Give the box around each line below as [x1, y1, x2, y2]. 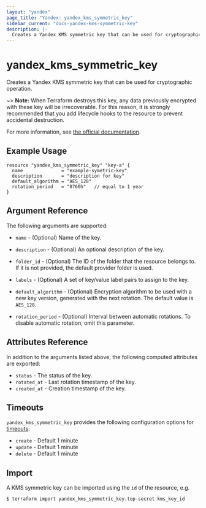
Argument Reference [6, 206, 88, 216]
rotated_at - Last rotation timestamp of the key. [15, 378, 136, 385]
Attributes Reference [6, 337, 88, 347]
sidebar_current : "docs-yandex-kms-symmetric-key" [6, 20, 139, 26]
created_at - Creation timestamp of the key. [15, 384, 126, 392]
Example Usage [6, 146, 67, 156]
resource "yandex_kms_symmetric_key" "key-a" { [6, 162, 131, 169]
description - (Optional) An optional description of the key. [15, 246, 164, 253]
